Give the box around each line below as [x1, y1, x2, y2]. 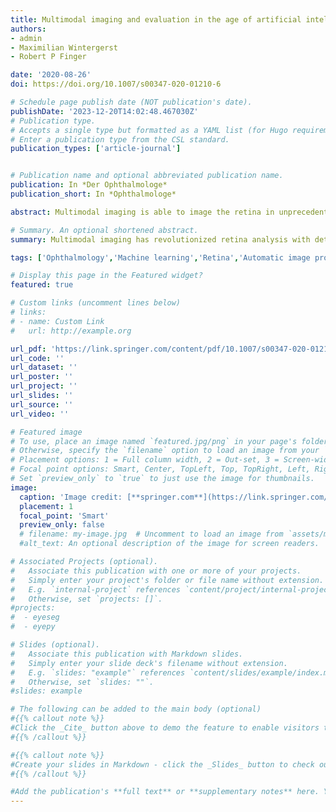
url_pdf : [10, 344, 47, 354]
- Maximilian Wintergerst [10, 42, 118, 53]
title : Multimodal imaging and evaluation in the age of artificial [10, 14, 302, 25]
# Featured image [10, 427, 83, 437]
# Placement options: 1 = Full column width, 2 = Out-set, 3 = [10, 455, 280, 465]
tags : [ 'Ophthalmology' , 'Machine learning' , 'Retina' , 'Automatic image [10, 252, 311, 263]
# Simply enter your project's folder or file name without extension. [10, 575, 325, 585]
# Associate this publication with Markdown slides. [10, 649, 244, 659]
